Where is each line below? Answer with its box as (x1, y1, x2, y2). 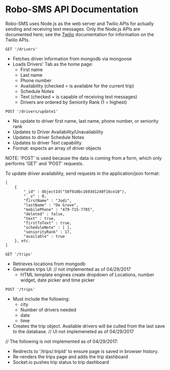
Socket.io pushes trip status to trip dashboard (12, 359, 109, 365)
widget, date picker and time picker (20, 277, 95, 283)
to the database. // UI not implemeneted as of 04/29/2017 (12, 328, 134, 334)
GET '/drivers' (5, 47, 38, 52)
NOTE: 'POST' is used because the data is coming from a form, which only (5, 155, 162, 161)
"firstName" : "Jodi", (23, 198, 72, 203)
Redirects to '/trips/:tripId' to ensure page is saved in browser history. (12, 348, 159, 354)
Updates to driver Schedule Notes (12, 134, 84, 140)
